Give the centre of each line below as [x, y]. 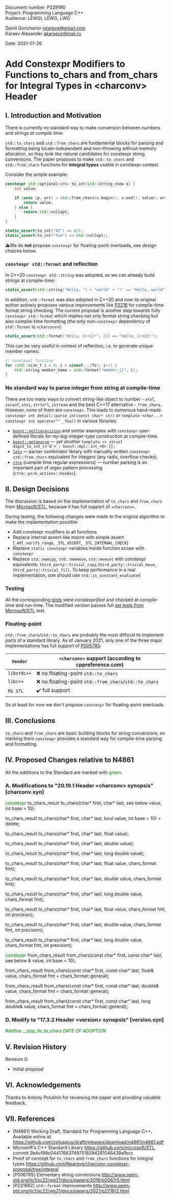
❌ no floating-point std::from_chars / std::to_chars [97, 682]
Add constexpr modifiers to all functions [55, 532]
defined [21, 436]
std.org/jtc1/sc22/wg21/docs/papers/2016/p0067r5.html [71, 1180]
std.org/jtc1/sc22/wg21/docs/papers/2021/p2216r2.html [71, 1191]
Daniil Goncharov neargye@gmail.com [46, 28]
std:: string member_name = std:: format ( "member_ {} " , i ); [76, 370]
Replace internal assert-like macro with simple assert [68, 537]
